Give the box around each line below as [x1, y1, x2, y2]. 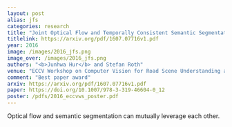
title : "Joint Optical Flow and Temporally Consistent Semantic [7, 29, 196, 36]
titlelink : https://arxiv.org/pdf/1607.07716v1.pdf [7, 36, 159, 43]
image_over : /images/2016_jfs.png [7, 55, 107, 62]
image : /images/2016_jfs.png [7, 49, 91, 56]
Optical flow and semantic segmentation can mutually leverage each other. [7, 112, 220, 120]
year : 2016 [7, 42, 39, 49]
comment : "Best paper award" [7, 73, 91, 81]
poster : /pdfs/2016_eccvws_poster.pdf [7, 93, 119, 100]
